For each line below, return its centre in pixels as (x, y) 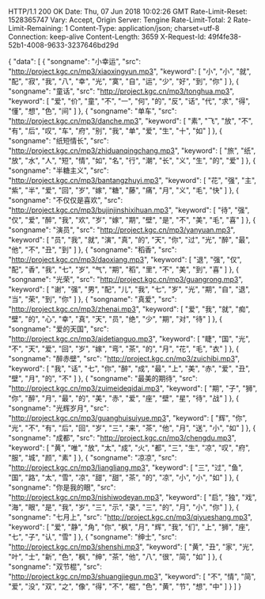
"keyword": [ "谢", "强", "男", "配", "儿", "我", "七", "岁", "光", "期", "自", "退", (129, 289)
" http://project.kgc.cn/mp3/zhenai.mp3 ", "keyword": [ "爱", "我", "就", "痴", (129, 309)
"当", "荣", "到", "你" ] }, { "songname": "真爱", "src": (93, 299)
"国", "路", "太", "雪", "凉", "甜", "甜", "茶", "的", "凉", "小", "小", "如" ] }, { (124, 477)
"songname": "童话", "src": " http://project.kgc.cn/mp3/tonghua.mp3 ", (121, 91)
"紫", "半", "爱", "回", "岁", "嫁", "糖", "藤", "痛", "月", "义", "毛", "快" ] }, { (124, 190)
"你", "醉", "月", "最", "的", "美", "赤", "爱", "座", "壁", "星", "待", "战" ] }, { (124, 398)
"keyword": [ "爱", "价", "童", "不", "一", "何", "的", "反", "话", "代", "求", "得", (129, 101)
